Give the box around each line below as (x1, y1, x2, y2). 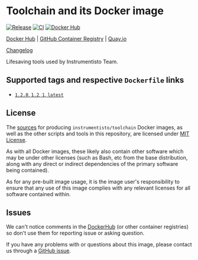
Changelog (6, 46, 33, 54)
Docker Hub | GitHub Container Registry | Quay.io (6, 35, 127, 42)
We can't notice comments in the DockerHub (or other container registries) (6, 223, 189, 230)
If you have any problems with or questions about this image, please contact (6, 241, 192, 248)
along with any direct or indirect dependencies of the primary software (6, 160, 178, 167)
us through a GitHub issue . (6, 247, 72, 255)
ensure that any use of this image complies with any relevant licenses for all (6, 184, 191, 191)
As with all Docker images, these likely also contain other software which (6, 148, 184, 155)
